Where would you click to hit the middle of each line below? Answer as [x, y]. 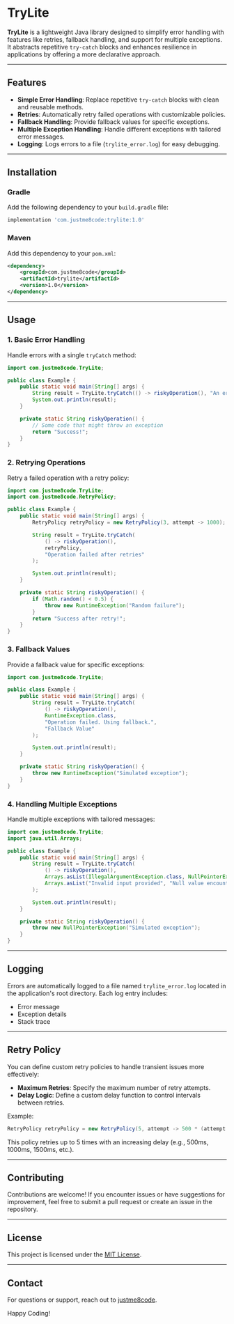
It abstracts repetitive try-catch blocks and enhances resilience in [102, 47]
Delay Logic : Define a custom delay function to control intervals [109, 1095]
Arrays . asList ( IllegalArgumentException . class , [115, 877]
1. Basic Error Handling [46, 340]
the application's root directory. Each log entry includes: [88, 993]
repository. [23, 1209]
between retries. [41, 1103]
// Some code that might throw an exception [98, 425]
